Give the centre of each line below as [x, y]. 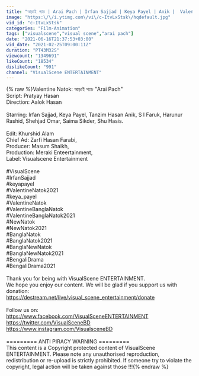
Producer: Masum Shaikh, [38, 146]
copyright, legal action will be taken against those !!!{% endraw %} [87, 367]
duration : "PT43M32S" [33, 50]
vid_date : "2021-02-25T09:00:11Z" [49, 45]
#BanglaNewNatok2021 [35, 253]
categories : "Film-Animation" [44, 28]
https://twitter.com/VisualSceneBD [48, 323]
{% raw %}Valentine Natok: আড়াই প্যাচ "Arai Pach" [65, 89]
